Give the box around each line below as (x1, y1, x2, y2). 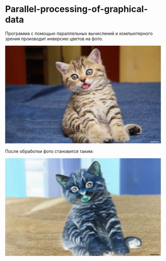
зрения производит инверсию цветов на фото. (5, 36, 103, 42)
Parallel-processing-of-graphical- (5, 3, 148, 15)
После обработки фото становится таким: (5, 148, 94, 154)
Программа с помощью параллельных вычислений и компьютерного (5, 30, 153, 36)
